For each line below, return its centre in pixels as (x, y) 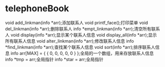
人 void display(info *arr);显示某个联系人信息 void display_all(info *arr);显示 (81, 35)
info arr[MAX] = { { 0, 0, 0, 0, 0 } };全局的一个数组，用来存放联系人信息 (82, 53)
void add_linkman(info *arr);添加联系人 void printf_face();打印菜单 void (77, 22)
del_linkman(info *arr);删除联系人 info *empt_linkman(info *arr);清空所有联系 (83, 29)
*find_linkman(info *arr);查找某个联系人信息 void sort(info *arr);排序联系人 (80, 47)
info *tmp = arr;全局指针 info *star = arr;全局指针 (54, 59)
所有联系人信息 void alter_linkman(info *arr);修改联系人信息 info (70, 41)
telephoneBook (37, 9)
